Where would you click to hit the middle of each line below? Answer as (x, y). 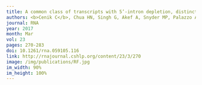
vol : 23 (16, 40)
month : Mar (20, 34)
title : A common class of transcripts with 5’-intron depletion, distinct (102, 12)
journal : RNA (23, 23)
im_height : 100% (26, 73)
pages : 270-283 (25, 45)
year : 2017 (20, 28)
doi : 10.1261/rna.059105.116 (43, 51)
